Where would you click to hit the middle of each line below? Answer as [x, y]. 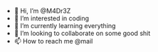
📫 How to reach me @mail [53, 41]
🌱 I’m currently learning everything [65, 26]
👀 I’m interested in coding [52, 18]
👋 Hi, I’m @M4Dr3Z [42, 11]
